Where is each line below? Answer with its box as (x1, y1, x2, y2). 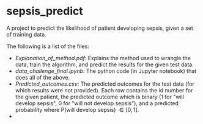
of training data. (6, 30, 47, 38)
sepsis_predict (6, 4, 84, 18)
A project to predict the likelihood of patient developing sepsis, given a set (6, 24, 194, 32)
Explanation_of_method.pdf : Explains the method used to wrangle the (15, 54, 191, 61)
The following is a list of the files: (6, 43, 90, 50)
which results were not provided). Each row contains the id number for (15, 86, 193, 94)
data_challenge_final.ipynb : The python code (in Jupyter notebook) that (15, 67, 197, 74)
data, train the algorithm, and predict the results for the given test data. (15, 61, 194, 68)
